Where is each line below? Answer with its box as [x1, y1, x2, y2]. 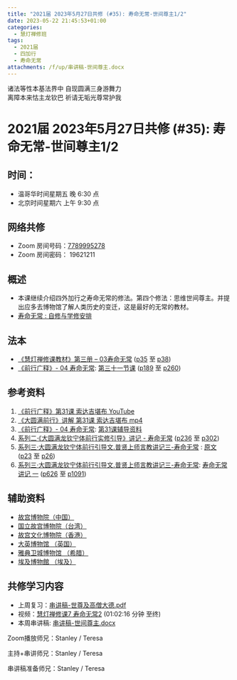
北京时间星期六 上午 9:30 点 [17, 198, 100, 207]
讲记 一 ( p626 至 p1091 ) [17, 469, 87, 478]
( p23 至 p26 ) [17, 451, 56, 460]
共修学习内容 [7, 580, 64, 593]
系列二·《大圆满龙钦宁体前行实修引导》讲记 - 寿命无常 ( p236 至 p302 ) [17, 434, 220, 442]
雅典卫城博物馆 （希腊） [17, 548, 89, 557]
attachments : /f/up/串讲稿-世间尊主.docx [7, 64, 125, 71]
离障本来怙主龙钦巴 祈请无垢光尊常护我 [7, 93, 122, 101]
